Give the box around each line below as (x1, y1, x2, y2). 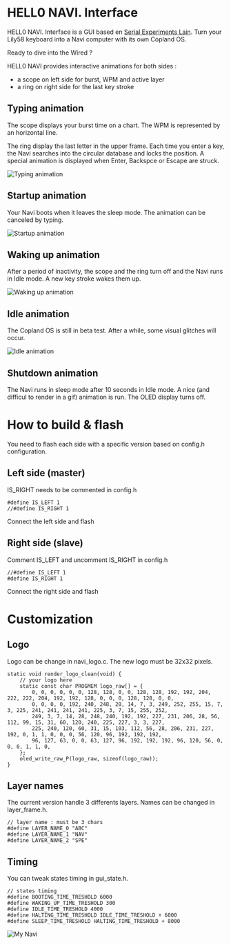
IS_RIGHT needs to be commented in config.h (7, 485, 137, 494)
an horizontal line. (7, 128, 58, 136)
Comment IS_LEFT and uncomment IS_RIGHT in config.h (7, 555, 168, 564)
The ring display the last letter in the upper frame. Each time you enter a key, (7, 142, 225, 150)
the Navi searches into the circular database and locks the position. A (7, 149, 205, 157)
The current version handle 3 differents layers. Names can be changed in (7, 798, 215, 807)
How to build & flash (7, 417, 124, 433)
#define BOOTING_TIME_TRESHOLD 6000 (7, 894, 112, 901)
